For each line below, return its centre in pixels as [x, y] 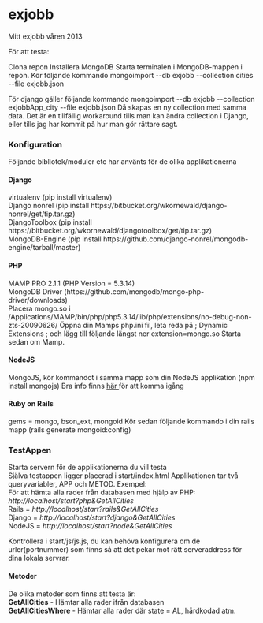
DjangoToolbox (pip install [50, 222]
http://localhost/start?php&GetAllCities [71, 501]
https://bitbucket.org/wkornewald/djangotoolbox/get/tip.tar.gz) [110, 231]
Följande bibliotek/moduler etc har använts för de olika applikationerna [122, 162]
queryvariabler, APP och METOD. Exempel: [78, 484]
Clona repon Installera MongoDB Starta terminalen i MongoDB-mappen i [125, 67]
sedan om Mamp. [37, 341]
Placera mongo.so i [39, 308]
